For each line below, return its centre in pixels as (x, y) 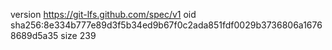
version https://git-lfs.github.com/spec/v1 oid (103, 14)
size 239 (78, 35)
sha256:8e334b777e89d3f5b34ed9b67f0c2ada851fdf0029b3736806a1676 (166, 25)
